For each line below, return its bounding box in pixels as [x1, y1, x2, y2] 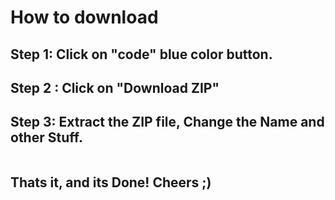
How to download [10, 6, 159, 29]
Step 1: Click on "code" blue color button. [10, 46, 273, 63]
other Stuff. [10, 129, 83, 146]
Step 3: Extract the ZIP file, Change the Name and [10, 114, 325, 131]
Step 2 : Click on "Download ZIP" [10, 79, 220, 96]
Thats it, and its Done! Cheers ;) [10, 174, 212, 191]
